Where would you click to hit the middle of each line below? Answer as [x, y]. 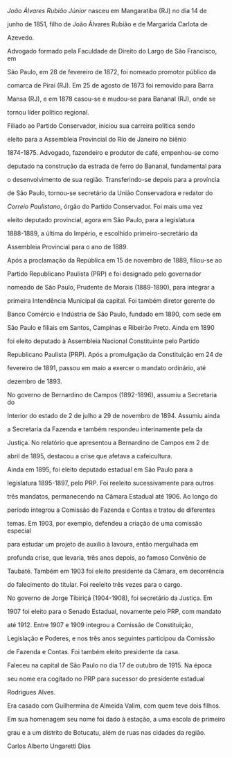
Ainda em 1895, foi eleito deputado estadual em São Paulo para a [100, 469]
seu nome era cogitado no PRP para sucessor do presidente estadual [106, 679]
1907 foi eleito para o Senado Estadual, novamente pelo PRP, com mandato [114, 612]
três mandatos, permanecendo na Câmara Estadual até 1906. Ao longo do [113, 496]
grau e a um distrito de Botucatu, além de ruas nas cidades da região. [106, 732]
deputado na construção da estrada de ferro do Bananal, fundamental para [114, 166]
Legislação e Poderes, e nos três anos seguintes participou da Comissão [111, 638]
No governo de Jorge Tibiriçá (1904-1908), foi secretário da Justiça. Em [110, 598]
